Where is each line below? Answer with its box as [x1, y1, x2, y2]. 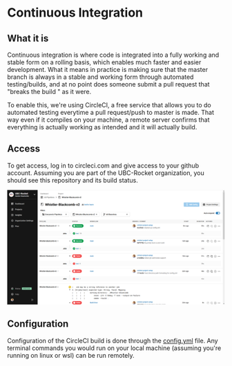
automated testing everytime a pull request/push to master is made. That [7, 109, 214, 116]
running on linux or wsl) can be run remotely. [7, 351, 135, 359]
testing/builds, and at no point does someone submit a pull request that [7, 80, 210, 88]
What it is [7, 33, 49, 44]
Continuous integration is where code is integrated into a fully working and [7, 51, 220, 59]
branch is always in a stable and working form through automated [7, 73, 194, 81]
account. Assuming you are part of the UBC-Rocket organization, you [7, 168, 205, 177]
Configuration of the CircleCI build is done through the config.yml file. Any [7, 336, 219, 345]
